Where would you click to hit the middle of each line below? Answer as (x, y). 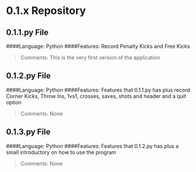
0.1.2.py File (28, 76)
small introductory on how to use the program (61, 152)
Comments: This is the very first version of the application (90, 57)
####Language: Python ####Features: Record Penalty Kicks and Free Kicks (98, 46)
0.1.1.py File (27, 32)
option (14, 102)
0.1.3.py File (28, 132)
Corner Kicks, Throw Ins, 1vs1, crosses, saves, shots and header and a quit (96, 96)
